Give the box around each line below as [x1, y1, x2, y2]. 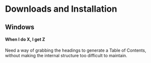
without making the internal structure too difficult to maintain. [5, 52, 128, 58]
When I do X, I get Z [5, 37, 45, 42]
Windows [5, 23, 34, 31]
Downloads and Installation [5, 3, 117, 15]
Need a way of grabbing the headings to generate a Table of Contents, [5, 47, 147, 53]
